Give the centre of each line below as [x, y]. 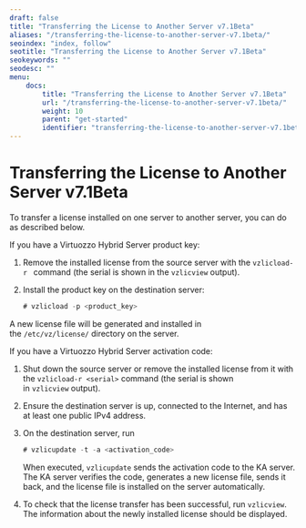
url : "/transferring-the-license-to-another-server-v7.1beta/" [164, 102]
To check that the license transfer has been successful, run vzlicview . [154, 504]
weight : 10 [63, 111]
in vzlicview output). [61, 388]
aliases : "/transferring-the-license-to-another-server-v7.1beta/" [140, 35]
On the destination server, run [78, 432]
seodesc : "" [32, 69]
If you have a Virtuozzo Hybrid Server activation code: [111, 350]
